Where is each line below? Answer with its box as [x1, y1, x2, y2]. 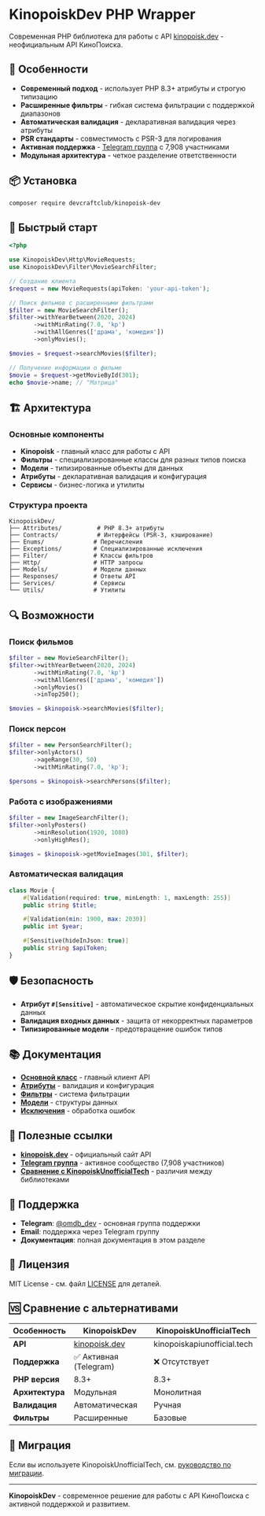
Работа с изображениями [9, 796, 113, 807]
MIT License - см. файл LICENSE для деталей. [9, 1278, 162, 1288]
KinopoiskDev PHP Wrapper [9, 6, 196, 24]
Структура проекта [9, 500, 88, 511]
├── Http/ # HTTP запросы [9, 559, 144, 567]
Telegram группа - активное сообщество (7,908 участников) [20, 1158, 225, 1167]
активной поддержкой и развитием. [9, 1499, 131, 1508]
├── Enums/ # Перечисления [9, 538, 144, 546]
